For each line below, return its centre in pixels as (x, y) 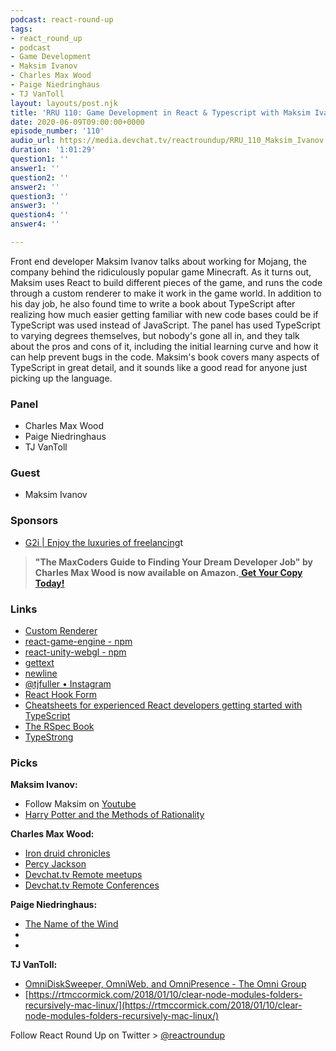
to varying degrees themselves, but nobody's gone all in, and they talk (155, 335)
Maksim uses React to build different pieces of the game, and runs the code (166, 282)
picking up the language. (61, 378)
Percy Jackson (55, 864)
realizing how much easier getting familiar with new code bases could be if (164, 314)
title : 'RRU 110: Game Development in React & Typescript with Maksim (160, 112)
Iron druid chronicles (67, 853)
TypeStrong (49, 737)
